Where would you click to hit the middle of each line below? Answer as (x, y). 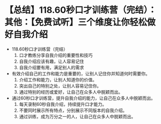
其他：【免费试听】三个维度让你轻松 (76, 22)
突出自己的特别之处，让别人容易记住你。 (60, 86)
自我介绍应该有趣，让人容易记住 (51, 61)
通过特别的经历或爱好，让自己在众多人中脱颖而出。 (71, 92)
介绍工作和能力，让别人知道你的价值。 (58, 79)
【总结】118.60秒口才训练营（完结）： (81, 10)
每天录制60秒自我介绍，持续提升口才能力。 (63, 104)
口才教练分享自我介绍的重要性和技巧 (56, 55)
